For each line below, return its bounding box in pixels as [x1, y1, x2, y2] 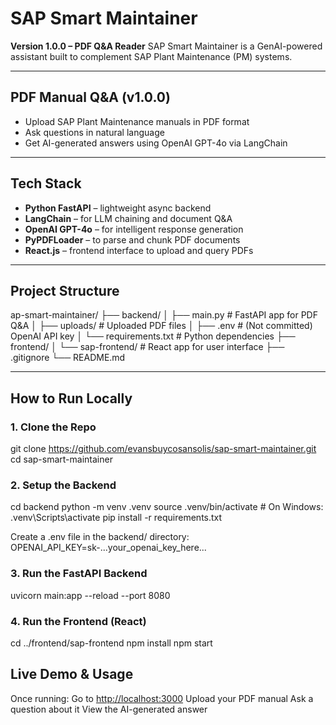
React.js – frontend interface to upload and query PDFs [24, 244, 254, 256]
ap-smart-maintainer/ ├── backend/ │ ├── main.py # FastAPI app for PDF [10, 309, 318, 321]
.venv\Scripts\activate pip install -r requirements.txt [10, 512, 223, 524]
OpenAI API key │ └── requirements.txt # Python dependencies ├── [10, 330, 296, 342]
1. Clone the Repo [10, 420, 97, 434]
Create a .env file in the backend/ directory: [10, 531, 190, 543]
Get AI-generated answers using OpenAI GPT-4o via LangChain [24, 137, 288, 149]
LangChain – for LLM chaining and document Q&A [24, 212, 233, 224]
